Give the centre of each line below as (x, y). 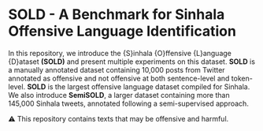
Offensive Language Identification (122, 31)
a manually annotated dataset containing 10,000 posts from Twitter (117, 69)
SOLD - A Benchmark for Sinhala (117, 15)
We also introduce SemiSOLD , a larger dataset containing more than (119, 95)
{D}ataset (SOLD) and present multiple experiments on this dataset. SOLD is (132, 62)
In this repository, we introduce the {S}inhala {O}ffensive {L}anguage (120, 53)
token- (242, 78)
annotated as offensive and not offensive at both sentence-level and (119, 78)
